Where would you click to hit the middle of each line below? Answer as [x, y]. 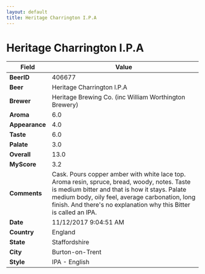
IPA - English [70, 262]
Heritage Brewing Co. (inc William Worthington [118, 97]
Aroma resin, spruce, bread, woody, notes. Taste [121, 182]
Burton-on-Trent [77, 252]
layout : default [27, 12]
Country [22, 233]
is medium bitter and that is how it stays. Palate [119, 190]
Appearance [28, 124]
